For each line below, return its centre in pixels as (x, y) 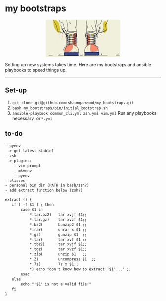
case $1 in (32, 210)
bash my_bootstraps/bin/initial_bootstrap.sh (60, 108)
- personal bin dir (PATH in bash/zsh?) (47, 185)
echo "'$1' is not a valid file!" (56, 284)
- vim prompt (27, 166)
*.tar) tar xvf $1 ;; (58, 239)
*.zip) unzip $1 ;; (58, 254)
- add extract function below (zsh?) (44, 190)
